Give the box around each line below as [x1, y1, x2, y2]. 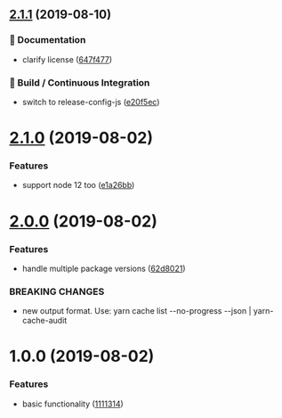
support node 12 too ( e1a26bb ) [21, 180, 135, 191]
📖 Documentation [9, 34, 86, 46]
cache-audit [21, 316, 68, 326]
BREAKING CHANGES [9, 285, 105, 298]
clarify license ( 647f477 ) [21, 53, 113, 65]
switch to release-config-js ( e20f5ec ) [21, 96, 160, 107]
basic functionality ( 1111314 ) [21, 398, 125, 409]
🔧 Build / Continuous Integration [9, 76, 150, 88]
